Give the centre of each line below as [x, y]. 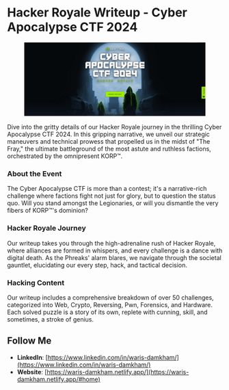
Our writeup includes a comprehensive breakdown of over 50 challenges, [110, 298]
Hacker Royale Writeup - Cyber [97, 13]
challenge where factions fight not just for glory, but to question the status [112, 196]
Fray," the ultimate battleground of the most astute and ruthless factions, [109, 149]
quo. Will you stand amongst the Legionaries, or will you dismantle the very [113, 203]
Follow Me [29, 341]
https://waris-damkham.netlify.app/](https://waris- [118, 372]
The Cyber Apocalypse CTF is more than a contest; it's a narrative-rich [107, 189]
